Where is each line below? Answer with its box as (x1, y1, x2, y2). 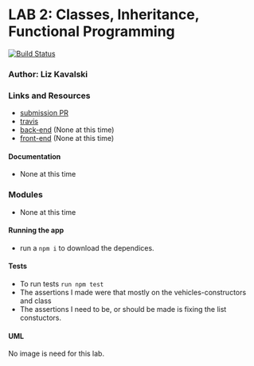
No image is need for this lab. (8, 348, 105, 359)
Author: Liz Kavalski (8, 68, 88, 80)
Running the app (8, 225, 64, 236)
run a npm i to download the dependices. (19, 243, 154, 252)
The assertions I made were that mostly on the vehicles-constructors (19, 288, 247, 298)
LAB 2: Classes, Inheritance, (8, 6, 200, 24)
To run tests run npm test (19, 279, 104, 289)
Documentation (8, 151, 61, 161)
